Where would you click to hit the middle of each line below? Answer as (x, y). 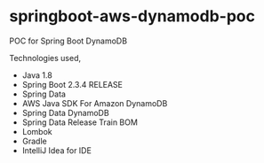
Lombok (37, 131)
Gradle (34, 141)
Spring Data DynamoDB (65, 113)
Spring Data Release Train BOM (80, 122)
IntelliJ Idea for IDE (56, 150)
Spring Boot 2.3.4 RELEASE (72, 84)
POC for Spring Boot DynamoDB (68, 41)
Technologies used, (45, 58)
